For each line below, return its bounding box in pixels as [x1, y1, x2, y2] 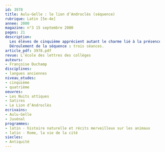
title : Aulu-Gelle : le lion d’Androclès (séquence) [5, 12, 115, 17]
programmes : [5, 121, 29, 126]
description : [5, 35, 32, 40]
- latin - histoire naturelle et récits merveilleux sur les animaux [5, 126, 151, 130]
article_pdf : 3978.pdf [5, 48, 52, 53]
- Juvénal [5, 116, 26, 122]
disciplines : [5, 67, 32, 72]
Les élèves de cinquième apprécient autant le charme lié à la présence [9, 39, 162, 44]
